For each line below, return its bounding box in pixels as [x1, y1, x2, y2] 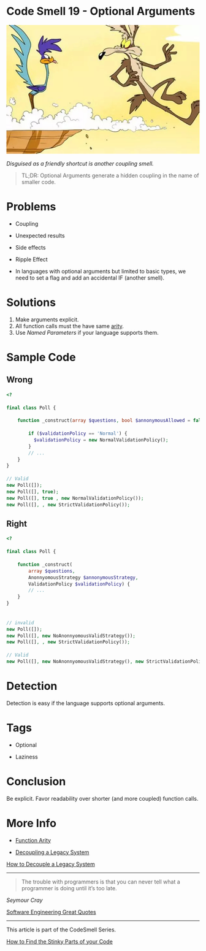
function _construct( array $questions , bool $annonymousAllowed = [17, 418, 191, 424]
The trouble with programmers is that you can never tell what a [21, 878, 181, 885]
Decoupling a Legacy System [15, 848, 90, 856]
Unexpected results [15, 232, 66, 239]
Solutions [6, 296, 56, 310]
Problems [6, 200, 56, 214]
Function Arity [15, 836, 51, 844]
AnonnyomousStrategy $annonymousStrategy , [28, 575, 139, 581]
